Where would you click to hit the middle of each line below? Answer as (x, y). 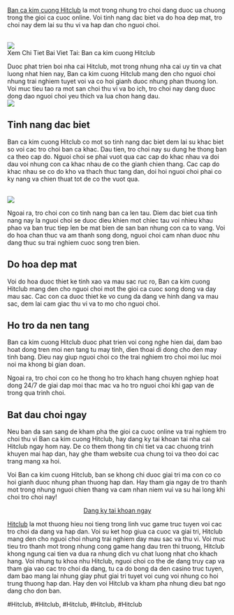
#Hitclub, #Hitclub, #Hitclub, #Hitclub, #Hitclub (75, 605)
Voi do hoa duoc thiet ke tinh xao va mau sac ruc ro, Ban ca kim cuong (109, 281)
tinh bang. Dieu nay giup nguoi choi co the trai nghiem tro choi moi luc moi (114, 357)
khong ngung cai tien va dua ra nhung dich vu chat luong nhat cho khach (112, 554)
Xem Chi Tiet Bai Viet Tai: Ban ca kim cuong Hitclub (81, 53)
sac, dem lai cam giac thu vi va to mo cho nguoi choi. (84, 304)
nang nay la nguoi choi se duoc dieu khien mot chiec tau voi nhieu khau (110, 220)
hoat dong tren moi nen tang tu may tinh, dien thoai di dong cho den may (112, 350)
